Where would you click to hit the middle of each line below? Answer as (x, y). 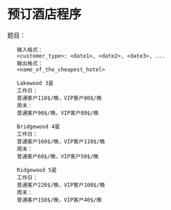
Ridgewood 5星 (37, 170)
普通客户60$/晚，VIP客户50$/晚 (58, 156)
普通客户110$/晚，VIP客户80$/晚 (59, 98)
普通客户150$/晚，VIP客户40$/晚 (59, 200)
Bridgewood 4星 (38, 126)
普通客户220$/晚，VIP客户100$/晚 (61, 185)
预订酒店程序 (45, 14)
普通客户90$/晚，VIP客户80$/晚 (58, 113)
